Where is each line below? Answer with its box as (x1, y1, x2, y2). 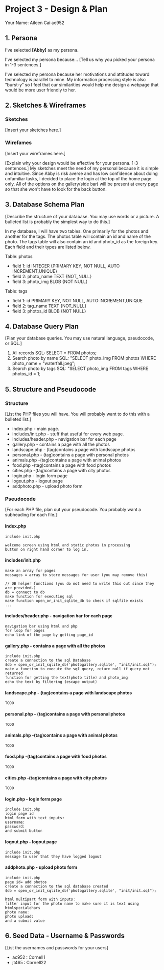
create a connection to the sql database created (5, 884, 109, 889)
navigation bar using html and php (5, 624, 78, 628)
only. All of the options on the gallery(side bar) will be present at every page (5, 181, 158, 187)
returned (5, 671, 23, 676)
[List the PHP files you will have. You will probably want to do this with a (5, 411, 150, 417)
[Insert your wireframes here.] (5, 150, 66, 156)
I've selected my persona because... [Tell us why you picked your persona (5, 57, 155, 62)
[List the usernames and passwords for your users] (5, 944, 109, 950)
